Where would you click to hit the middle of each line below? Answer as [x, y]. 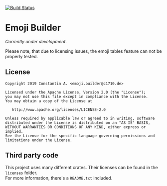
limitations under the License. [39, 140]
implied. [14, 131]
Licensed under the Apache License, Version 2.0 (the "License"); [76, 92]
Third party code [32, 155]
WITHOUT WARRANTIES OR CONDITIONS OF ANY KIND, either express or [76, 127]
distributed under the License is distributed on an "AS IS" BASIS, [78, 123]
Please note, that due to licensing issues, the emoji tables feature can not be [83, 51]
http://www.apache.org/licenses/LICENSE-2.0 [59, 109]
